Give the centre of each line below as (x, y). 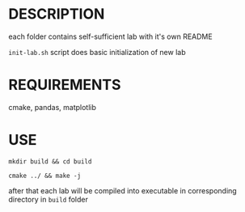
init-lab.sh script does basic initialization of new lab (97, 52)
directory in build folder (49, 199)
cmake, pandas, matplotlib (53, 107)
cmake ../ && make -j (45, 176)
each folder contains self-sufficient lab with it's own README (110, 36)
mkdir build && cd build (50, 161)
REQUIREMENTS (65, 85)
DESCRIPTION (57, 14)
